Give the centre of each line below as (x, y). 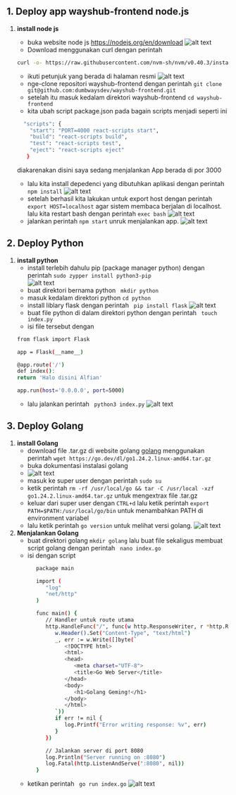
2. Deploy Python (45, 244)
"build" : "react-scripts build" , (79, 137)
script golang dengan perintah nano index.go (94, 548)
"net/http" (61, 594)
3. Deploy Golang (45, 426)
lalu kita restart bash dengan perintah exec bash (97, 214)
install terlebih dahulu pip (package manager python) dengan (116, 268)
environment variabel (58, 518)
